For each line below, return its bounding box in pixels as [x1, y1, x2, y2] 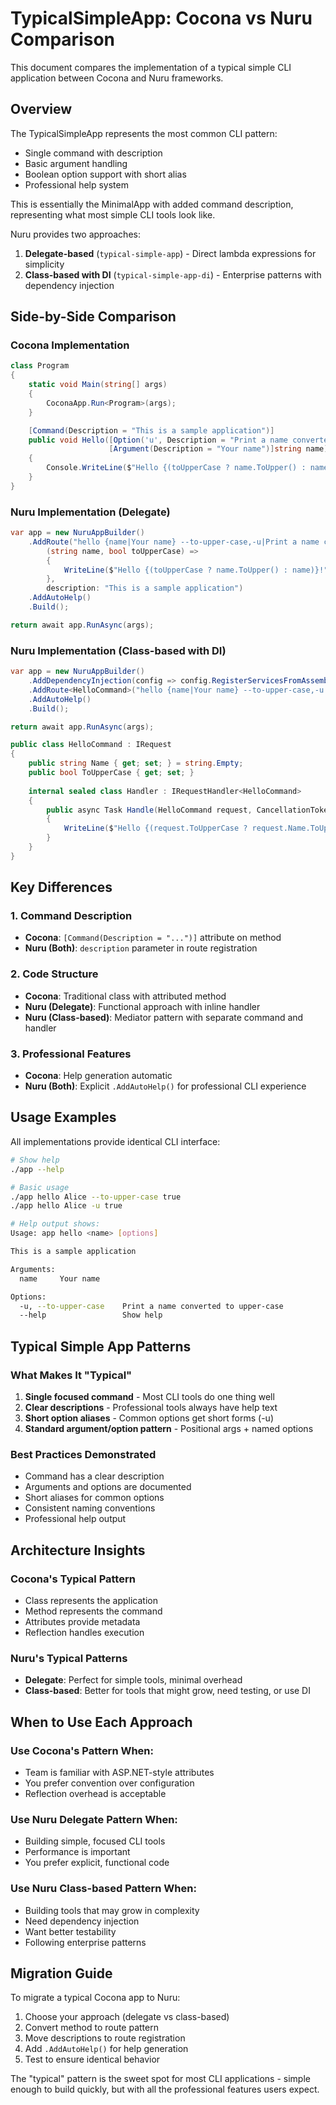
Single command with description [24, 147, 163, 159]
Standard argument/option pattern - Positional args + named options [24, 1422, 314, 1434]
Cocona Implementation [10, 338, 130, 352]
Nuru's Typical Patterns [10, 1651, 128, 1665]
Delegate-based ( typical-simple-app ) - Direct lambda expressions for [24, 247, 317, 259]
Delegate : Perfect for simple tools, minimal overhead [24, 1674, 243, 1686]
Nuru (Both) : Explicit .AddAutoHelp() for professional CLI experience [24, 1080, 307, 1092]
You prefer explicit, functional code [24, 1857, 170, 1869]
